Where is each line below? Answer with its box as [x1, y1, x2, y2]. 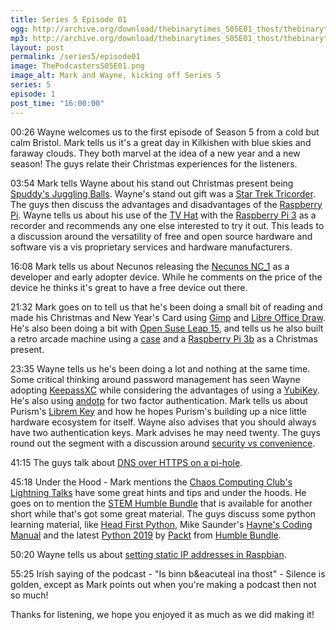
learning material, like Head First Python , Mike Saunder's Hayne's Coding [10, 518, 313, 530]
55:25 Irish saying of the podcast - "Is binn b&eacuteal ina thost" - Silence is [10, 567, 326, 580]
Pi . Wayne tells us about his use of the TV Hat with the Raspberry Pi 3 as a [10, 209, 317, 221]
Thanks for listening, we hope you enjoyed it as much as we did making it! [10, 608, 315, 620]
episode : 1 [10, 89, 56, 99]
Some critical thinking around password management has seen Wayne [10, 373, 301, 385]
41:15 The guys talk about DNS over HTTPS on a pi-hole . [10, 456, 243, 468]
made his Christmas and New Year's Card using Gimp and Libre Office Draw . [10, 311, 326, 323]
